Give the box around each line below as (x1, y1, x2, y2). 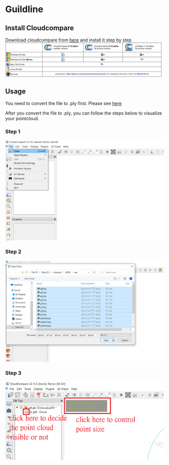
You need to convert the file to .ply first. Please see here (5, 100, 122, 106)
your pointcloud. (5, 115, 39, 122)
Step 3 (5, 369, 22, 376)
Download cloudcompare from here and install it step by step (5, 37, 132, 43)
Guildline (5, 4, 44, 15)
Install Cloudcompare (5, 24, 74, 32)
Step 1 (5, 128, 21, 135)
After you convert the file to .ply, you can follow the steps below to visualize (5, 110, 162, 117)
